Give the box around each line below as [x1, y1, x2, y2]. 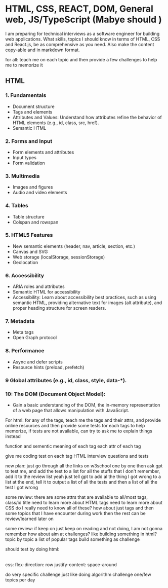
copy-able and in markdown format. [5, 47, 80, 53]
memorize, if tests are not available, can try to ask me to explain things [5, 428, 153, 434]
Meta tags [12, 329, 34, 335]
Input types [12, 154, 37, 160]
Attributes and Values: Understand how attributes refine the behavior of [12, 114, 162, 120]
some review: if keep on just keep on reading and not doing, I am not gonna [5, 525, 163, 531]
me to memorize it [5, 62, 43, 68]
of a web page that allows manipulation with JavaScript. [12, 407, 130, 413]
